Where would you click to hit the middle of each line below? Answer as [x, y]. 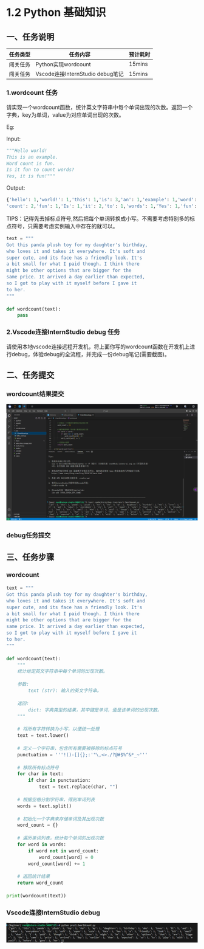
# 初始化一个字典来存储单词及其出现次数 [61, 819]
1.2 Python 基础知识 [56, 12]
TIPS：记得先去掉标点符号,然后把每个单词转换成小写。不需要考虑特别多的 [98, 218]
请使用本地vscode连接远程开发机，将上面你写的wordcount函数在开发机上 [98, 347]
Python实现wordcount [63, 64]
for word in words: [42, 845]
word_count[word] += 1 [57, 864]
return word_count [40, 883]
